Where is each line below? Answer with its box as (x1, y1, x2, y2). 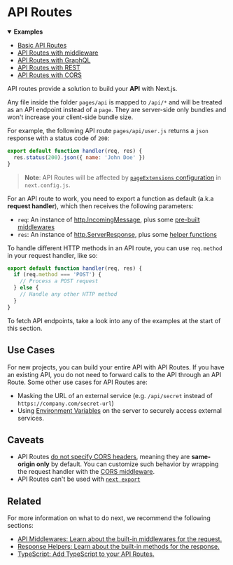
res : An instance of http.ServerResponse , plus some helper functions (17, 230, 217, 238)
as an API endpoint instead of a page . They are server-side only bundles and (7, 105, 227, 114)
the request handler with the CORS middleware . (17, 468, 155, 476)
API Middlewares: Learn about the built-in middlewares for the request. (17, 535, 223, 543)
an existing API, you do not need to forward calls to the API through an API (7, 370, 222, 379)
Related (7, 495, 42, 507)
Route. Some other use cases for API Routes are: (7, 378, 148, 386)
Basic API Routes (17, 41, 67, 49)
